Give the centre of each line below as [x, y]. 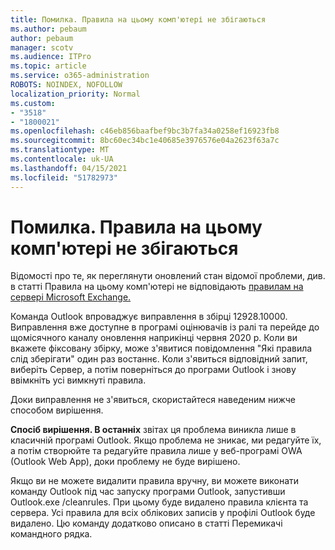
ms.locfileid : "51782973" [64, 177]
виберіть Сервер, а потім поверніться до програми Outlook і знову [153, 370]
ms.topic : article [48, 66]
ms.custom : [33, 103]
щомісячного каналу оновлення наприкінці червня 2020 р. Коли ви [154, 338]
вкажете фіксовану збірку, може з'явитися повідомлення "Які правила [161, 348]
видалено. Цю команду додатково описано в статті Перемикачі [146, 523]
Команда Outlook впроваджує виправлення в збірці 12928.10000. [149, 317]
